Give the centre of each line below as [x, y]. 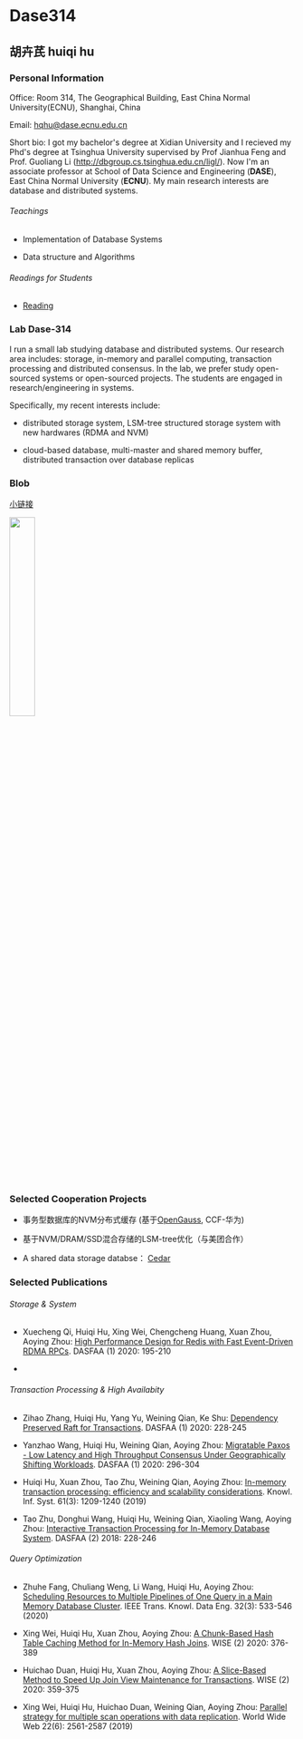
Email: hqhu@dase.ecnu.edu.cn [69, 124]
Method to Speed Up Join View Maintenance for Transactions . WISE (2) [156, 1679]
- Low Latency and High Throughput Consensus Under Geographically [154, 1454]
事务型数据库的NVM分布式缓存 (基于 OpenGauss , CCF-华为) [133, 1219]
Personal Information [57, 78]
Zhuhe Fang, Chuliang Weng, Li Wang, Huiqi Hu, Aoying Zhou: [138, 1587]
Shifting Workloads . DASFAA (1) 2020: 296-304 [111, 1464]
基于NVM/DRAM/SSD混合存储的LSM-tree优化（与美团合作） [135, 1239]
